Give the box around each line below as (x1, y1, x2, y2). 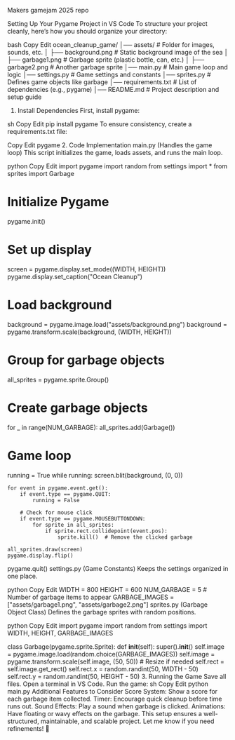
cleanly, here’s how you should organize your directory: (7, 27, 167, 35)
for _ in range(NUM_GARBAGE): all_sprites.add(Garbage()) (7, 423, 175, 431)
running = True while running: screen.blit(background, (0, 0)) (7, 471, 184, 479)
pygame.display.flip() (7, 552, 74, 559)
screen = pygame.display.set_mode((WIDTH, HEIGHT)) (7, 264, 166, 273)
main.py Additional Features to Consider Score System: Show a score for (7, 687, 218, 695)
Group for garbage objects (7, 352, 165, 368)
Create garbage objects (7, 400, 149, 416)
